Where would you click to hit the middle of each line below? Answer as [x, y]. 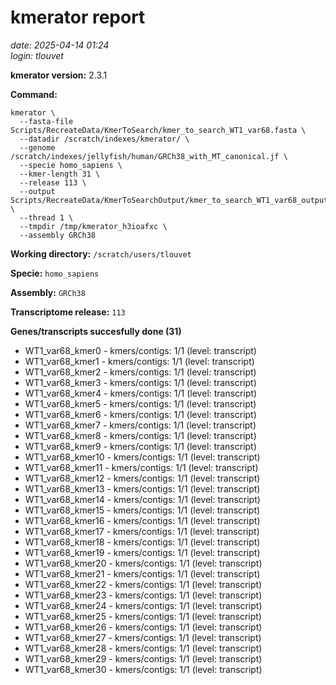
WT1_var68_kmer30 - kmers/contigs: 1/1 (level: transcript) [143, 669]
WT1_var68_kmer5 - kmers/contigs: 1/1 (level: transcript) [140, 403]
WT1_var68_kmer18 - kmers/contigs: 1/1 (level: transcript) [142, 542]
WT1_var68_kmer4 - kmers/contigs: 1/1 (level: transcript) [141, 393]
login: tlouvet [37, 55]
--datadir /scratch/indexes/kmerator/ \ [104, 139]
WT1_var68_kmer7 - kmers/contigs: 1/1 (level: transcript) [140, 425]
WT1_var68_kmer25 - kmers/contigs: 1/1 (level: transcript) [143, 616]
